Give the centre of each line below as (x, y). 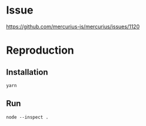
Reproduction (40, 50)
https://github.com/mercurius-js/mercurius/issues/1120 (73, 26)
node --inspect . (27, 117)
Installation (27, 72)
